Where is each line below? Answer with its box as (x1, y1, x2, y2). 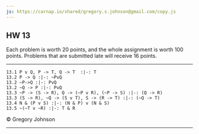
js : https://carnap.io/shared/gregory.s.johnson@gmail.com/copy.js (6, 8, 176, 15)
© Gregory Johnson (6, 116, 55, 123)
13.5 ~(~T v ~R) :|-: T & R (6, 106, 76, 112)
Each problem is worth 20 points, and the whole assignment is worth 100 (6, 46, 184, 53)
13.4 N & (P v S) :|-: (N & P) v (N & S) (6, 100, 110, 106)
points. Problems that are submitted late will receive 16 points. (6, 53, 157, 60)
